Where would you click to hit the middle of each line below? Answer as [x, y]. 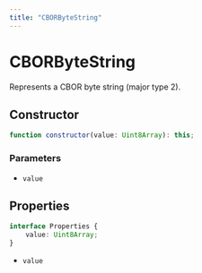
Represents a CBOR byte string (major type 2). [95, 87]
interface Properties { [54, 226]
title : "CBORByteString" [56, 17]
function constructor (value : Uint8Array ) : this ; [102, 135]
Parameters [35, 158]
